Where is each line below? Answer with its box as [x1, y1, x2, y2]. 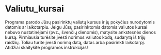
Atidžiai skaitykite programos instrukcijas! [5, 44, 88, 50]
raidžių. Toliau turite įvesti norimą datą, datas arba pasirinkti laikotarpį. [5, 39, 145, 45]
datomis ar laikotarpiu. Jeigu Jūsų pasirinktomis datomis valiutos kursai [5, 24, 148, 30]
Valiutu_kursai [5, 3, 64, 14]
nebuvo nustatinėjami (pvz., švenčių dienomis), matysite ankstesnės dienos [5, 29, 156, 35]
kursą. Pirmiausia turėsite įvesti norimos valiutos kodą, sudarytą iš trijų [5, 34, 145, 40]
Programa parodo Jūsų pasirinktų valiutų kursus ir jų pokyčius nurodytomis [5, 19, 155, 25]
